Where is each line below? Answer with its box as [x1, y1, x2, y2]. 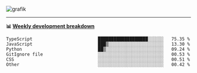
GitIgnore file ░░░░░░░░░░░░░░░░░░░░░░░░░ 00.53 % [6, 51, 191, 57]
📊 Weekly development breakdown [6, 23, 95, 29]
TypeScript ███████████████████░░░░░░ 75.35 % [6, 36, 191, 42]
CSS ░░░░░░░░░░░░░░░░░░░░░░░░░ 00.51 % [6, 57, 191, 62]
